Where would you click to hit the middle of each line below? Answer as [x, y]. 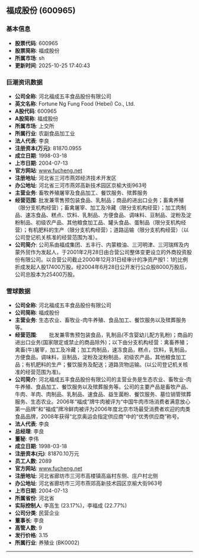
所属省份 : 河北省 [34, 498]
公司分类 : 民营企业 [37, 513]
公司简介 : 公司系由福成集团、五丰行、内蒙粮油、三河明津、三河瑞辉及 [99, 245]
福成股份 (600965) [41, 11]
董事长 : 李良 [29, 521]
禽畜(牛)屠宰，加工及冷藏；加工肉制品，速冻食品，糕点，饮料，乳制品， [102, 350]
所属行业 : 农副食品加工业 [45, 133]
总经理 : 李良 [29, 432]
